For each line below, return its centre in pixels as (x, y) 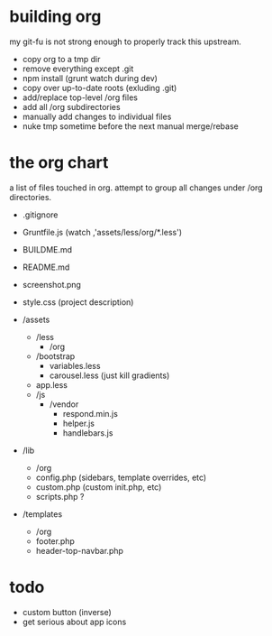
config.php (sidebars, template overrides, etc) (121, 477)
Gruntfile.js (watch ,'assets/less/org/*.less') (102, 232)
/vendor (64, 404)
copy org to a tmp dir (61, 59)
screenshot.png (51, 284)
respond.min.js (91, 413)
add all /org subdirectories (71, 106)
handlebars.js (88, 433)
